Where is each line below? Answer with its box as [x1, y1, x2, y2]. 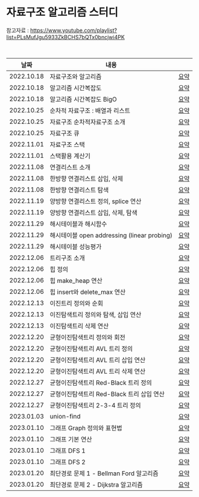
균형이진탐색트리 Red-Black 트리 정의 [49, 378, 152, 387]
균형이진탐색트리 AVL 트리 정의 [49, 344, 133, 352]
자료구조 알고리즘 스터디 [6, 5, 119, 19]
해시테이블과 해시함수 [49, 219, 107, 228]
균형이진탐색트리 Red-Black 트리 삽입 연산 [49, 389, 165, 398]
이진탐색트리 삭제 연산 [49, 322, 109, 330]
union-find [49, 412, 81, 420]
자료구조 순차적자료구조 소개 [49, 117, 125, 126]
